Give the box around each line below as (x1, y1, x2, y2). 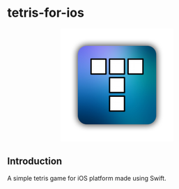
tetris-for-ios (7, 5, 85, 21)
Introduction (7, 156, 63, 167)
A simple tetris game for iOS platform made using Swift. (7, 174, 166, 182)
